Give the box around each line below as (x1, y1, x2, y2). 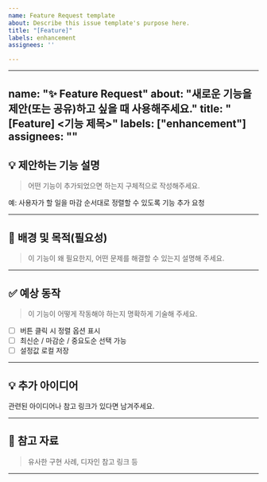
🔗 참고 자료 (8, 434, 60, 448)
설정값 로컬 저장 (19, 346, 69, 356)
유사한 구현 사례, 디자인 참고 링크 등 (27, 457, 138, 466)
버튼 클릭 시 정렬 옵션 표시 (19, 326, 101, 335)
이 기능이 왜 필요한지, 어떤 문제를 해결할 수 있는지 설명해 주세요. (27, 253, 225, 263)
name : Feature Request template (8, 11, 115, 20)
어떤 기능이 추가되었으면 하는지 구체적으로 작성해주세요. (27, 181, 200, 191)
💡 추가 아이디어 (8, 379, 79, 392)
